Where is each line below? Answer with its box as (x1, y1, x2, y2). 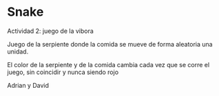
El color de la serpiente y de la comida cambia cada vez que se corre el (7, 60, 210, 69)
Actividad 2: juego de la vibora (7, 27, 94, 35)
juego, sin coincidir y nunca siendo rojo (7, 68, 119, 76)
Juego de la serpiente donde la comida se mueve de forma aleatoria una (7, 40, 213, 48)
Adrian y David (7, 81, 50, 89)
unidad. (7, 47, 29, 56)
